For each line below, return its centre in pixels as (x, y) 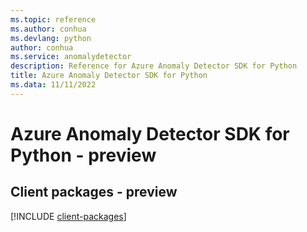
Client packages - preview (94, 192)
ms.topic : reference (53, 19)
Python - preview (83, 155)
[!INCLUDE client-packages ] (68, 216)
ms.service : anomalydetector (71, 57)
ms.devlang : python (51, 38)
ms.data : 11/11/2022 (53, 85)
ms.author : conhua (48, 29)
